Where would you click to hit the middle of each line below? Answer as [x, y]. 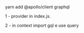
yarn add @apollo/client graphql [37, 7]
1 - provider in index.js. [28, 16]
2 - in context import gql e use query [42, 25]
